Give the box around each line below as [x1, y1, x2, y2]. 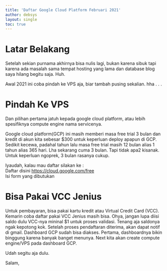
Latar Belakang [5, 44, 70, 55]
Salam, [5, 260, 20, 266]
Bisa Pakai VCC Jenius [5, 191, 102, 202]
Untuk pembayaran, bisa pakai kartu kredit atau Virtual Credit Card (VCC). [5, 208, 159, 214]
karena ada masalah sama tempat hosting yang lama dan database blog [5, 66, 155, 72]
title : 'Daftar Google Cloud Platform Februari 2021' [5, 7, 121, 13]
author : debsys [5, 12, 37, 17]
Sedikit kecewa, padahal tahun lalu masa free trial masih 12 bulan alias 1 [5, 142, 155, 148]
